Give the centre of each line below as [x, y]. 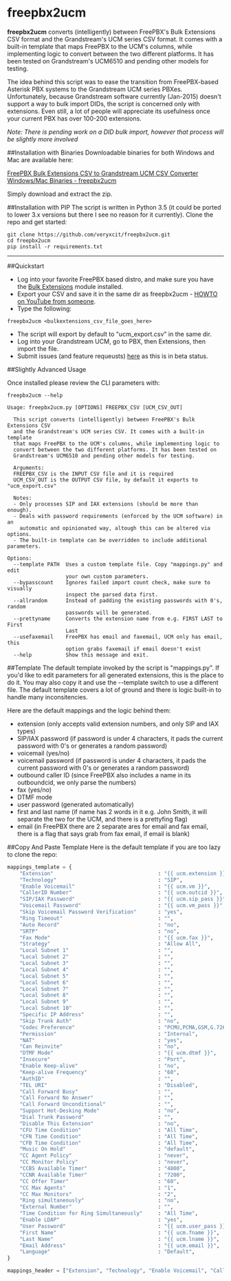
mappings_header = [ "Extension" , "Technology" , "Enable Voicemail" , [107, 1271]
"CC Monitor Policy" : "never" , [104, 1162]
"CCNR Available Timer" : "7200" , [103, 1175]
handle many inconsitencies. [47, 697]
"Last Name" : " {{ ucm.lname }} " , [120, 1239]
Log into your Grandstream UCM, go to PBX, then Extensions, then [111, 341]
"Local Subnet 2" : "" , [97, 957]
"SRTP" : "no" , [100, 931]
